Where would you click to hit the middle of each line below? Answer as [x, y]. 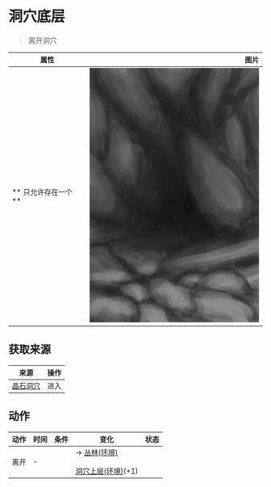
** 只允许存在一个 [42, 191]
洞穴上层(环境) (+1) [107, 471]
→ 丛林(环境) [97, 452]
